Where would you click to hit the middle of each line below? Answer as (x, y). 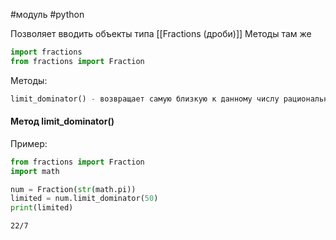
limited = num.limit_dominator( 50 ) (84, 199)
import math (35, 171)
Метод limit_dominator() (62, 121)
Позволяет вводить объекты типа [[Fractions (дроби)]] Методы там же (161, 33)
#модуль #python (47, 14)
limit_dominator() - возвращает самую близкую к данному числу (145, 99)
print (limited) (42, 208)
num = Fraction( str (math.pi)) (73, 189)
